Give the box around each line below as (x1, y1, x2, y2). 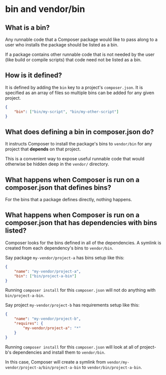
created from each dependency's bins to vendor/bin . (5, 245, 113, 251)
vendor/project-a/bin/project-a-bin (5, 365, 81, 370)
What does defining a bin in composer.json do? (5, 127, 154, 136)
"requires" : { (14, 321, 43, 326)
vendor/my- (106, 360, 130, 365)
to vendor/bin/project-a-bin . (82, 364, 142, 370)
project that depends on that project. (5, 146, 81, 152)
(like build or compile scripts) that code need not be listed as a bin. (5, 57, 142, 63)
